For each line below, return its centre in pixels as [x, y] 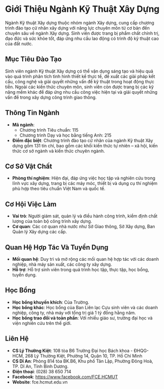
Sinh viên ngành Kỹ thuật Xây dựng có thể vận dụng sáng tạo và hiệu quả [79, 71]
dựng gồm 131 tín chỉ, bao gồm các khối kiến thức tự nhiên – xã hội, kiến [85, 145]
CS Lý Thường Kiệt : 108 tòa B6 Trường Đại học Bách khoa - [72, 351]
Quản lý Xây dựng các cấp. [40, 232]
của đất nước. [19, 43]
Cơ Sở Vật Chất [29, 166]
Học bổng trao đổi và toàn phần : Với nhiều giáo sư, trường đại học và [82, 318]
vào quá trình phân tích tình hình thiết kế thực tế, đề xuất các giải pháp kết [80, 76]
